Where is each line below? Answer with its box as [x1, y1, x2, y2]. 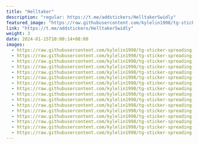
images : [6, 42, 25, 48]
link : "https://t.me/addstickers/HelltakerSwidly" [6, 25, 134, 31]
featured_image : [6, 20, 46, 25]
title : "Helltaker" [6, 8, 54, 15]
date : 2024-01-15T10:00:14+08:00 [6, 36, 89, 42]
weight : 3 [6, 31, 31, 37]
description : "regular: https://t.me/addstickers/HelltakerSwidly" [6, 14, 176, 20]
